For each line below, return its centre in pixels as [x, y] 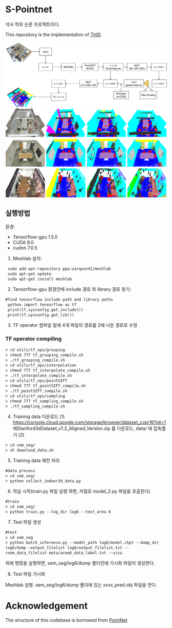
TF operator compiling [34, 339]
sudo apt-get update [29, 274]
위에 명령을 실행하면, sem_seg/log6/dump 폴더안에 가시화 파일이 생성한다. [80, 563]
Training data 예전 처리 [36, 460]
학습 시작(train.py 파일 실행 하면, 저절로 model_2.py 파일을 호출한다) [81, 491]
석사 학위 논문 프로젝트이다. [33, 24]
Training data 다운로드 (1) [39, 416]
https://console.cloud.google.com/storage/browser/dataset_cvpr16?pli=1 [89, 422]
